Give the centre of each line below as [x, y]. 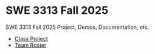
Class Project [31, 38]
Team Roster [30, 45]
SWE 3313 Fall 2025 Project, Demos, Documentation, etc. [77, 27]
